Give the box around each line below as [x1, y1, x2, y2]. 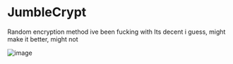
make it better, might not [7, 34, 79, 43]
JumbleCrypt [7, 4, 87, 20]
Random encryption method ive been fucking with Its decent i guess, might [7, 27, 226, 36]
